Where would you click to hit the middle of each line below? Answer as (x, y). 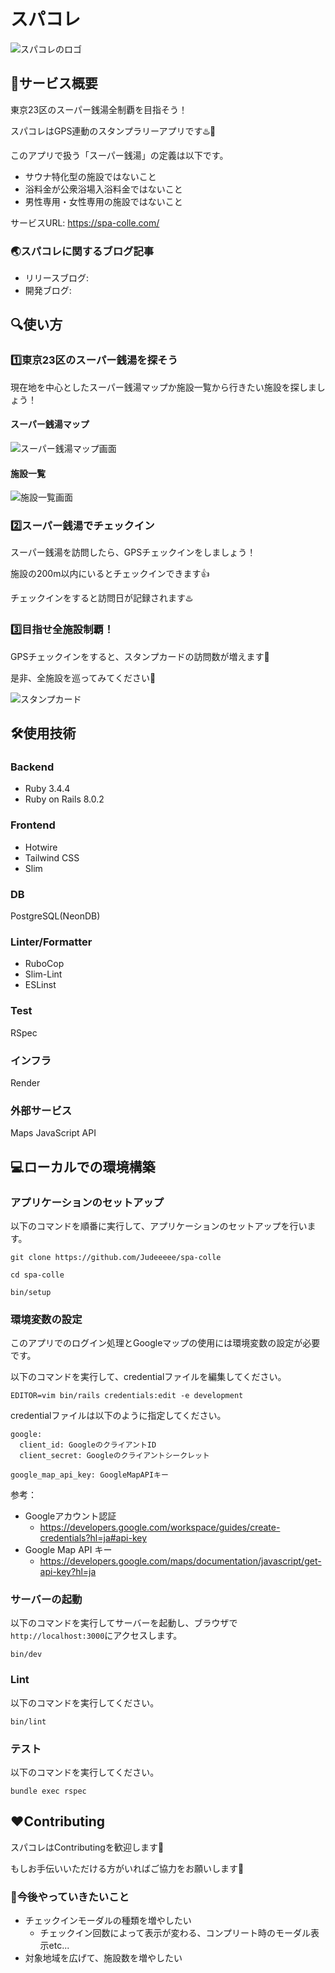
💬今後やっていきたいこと (70, 1897)
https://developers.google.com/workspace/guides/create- (160, 1527)
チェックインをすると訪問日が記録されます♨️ (101, 598)
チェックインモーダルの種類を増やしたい (108, 1921)
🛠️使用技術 (43, 733)
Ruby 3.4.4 (47, 789)
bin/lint (28, 1721)
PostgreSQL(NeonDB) (55, 916)
